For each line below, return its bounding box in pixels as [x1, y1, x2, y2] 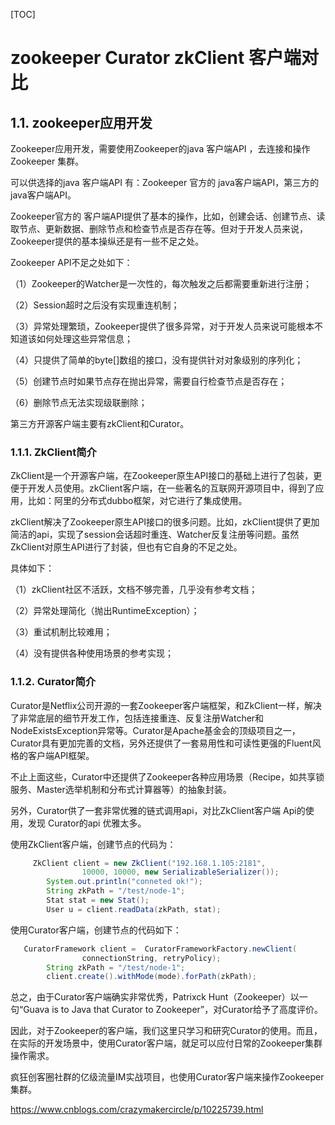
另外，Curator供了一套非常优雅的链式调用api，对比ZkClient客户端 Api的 [10, 804, 306, 816]
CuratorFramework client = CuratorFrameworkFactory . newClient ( [23, 944, 298, 954]
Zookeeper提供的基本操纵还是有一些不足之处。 [10, 235, 205, 247]
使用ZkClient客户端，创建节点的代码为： [10, 838, 177, 850]
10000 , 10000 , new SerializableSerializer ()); [81, 867, 280, 878]
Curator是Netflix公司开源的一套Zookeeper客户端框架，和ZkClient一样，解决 [10, 699, 323, 711]
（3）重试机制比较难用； [10, 626, 113, 638]
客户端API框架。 [27, 749, 95, 761]
